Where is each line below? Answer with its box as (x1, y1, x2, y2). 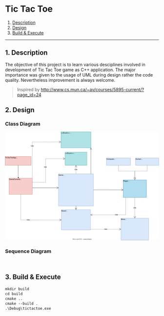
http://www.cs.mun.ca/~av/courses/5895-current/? (41, 86, 144, 92)
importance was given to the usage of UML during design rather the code (5, 72, 153, 78)
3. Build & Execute (5, 273, 61, 281)
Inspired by (17, 86, 40, 92)
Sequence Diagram (5, 248, 52, 255)
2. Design (5, 106, 35, 114)
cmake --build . (5, 301, 38, 306)
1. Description (5, 49, 48, 57)
